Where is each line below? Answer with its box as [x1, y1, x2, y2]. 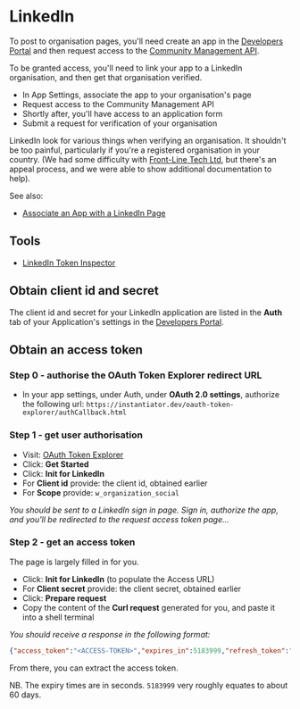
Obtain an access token [9, 342, 143, 357]
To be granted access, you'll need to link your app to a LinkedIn [9, 63, 243, 73]
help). [9, 172, 31, 184]
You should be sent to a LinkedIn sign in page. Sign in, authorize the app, [9, 505, 279, 515]
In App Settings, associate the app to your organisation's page [21, 89, 252, 100]
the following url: [21, 399, 85, 410]
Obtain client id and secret [9, 283, 159, 298]
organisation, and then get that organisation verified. [9, 71, 203, 82]
